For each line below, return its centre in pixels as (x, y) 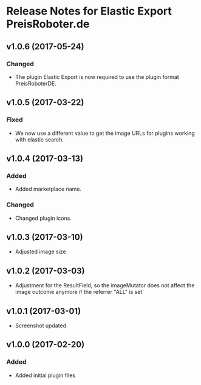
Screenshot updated (41, 325)
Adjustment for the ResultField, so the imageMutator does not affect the (105, 285)
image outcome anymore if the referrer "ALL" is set (79, 292)
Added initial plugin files (45, 375)
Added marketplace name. (48, 189)
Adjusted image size (40, 252)
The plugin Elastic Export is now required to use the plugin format (97, 77)
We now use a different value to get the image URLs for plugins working (105, 133)
